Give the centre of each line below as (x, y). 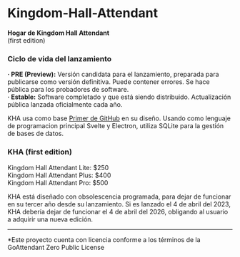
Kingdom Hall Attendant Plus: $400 (59, 175)
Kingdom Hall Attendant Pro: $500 (58, 182)
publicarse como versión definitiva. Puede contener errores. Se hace (109, 82)
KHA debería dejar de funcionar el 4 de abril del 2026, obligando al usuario (118, 211)
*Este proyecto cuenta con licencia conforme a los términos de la (104, 239)
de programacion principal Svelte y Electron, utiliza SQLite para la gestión (116, 126)
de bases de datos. (36, 134)
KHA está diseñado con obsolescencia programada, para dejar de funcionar (119, 196)
